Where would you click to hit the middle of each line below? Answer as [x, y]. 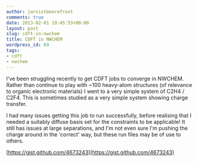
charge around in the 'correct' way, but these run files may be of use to [94, 134]
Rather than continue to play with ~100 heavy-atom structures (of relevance [99, 85]
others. [15, 141]
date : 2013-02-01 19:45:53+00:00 [48, 23]
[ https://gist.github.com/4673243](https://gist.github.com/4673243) [90, 152]
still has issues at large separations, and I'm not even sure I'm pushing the [97, 128]
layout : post [22, 28]
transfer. [16, 104]
